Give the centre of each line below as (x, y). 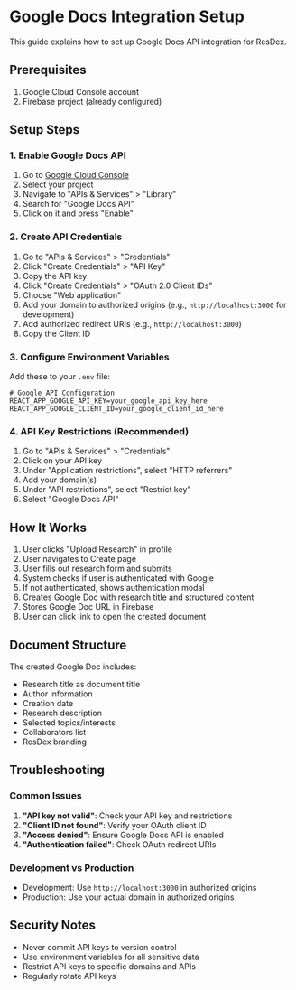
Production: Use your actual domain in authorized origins (128, 897)
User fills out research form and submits (97, 569)
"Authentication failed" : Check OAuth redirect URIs (119, 844)
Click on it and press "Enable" (78, 213)
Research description (62, 713)
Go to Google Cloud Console (75, 175)
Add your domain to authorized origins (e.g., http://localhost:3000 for (154, 304)
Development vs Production (72, 867)
